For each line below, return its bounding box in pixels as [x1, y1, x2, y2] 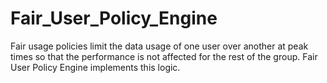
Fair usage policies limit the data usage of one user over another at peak [10, 40, 309, 52]
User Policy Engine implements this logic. [10, 61, 181, 73]
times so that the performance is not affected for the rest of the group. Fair [10, 50, 318, 62]
